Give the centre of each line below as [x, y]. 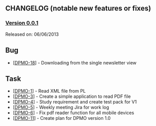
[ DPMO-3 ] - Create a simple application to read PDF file [72, 96]
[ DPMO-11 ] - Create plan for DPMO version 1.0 [62, 118]
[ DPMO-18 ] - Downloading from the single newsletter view [75, 62]
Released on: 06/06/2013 [32, 34]
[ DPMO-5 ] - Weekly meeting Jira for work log [61, 108]
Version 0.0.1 [22, 23]
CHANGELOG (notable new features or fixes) [78, 8]
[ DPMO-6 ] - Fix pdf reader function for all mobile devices [73, 113]
